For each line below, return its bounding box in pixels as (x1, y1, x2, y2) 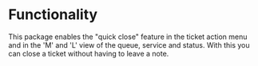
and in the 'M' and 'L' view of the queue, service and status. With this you (8, 40, 250, 49)
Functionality (8, 6, 98, 24)
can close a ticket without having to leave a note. (8, 49, 169, 58)
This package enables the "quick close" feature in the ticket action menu (8, 32, 248, 41)
